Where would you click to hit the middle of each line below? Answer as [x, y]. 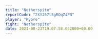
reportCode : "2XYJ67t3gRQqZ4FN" [40, 15]
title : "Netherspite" [28, 10]
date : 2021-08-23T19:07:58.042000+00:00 [49, 29]
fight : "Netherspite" [28, 24]
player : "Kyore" [23, 19]
